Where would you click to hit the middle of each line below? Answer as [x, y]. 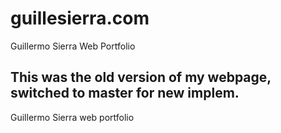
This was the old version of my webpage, [141, 77]
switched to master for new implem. [125, 93]
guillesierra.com [80, 18]
